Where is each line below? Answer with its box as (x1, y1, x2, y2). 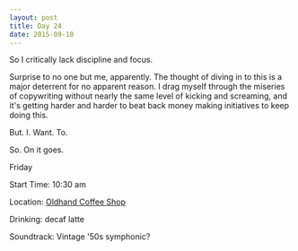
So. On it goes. (9, 144, 65, 155)
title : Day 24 (9, 22, 63, 30)
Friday (9, 162, 33, 173)
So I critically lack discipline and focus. (9, 55, 153, 65)
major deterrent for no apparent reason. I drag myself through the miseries (9, 82, 285, 92)
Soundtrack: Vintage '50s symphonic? (9, 231, 151, 242)
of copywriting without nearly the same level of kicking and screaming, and (9, 91, 287, 101)
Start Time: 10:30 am (9, 179, 87, 190)
